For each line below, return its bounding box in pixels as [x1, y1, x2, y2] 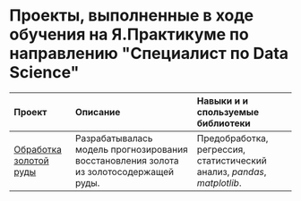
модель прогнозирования [74, 143, 188, 155]
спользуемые [196, 105, 260, 118]
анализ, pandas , [196, 165, 267, 178]
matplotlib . [196, 176, 242, 188]
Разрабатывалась [74, 131, 153, 144]
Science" [9, 63, 80, 83]
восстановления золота [74, 154, 179, 166]
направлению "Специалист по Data [9, 44, 289, 63]
